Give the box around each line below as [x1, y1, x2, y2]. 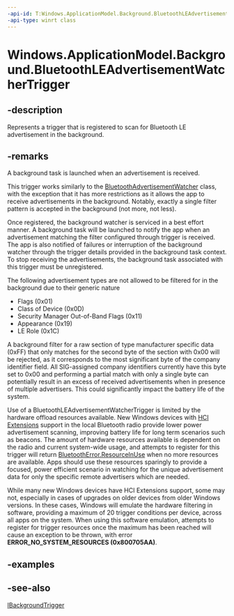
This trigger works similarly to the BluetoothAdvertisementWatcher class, [7, 182, 217, 191]
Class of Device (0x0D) [17, 305, 85, 313]
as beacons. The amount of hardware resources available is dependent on [7, 436, 221, 444]
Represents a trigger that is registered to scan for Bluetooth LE [7, 123, 187, 131]
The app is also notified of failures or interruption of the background [7, 240, 203, 249]
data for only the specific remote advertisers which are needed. [7, 473, 190, 481]
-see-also [7, 582, 51, 594]
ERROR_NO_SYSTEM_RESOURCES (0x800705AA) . [7, 538, 157, 547]
